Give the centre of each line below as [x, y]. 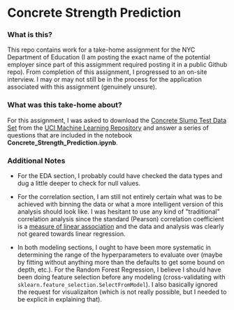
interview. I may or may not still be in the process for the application [105, 80]
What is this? [30, 35]
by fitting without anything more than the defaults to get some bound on [121, 263]
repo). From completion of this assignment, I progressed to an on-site [107, 72]
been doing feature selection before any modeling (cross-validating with [121, 277]
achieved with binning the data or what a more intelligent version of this [120, 205]
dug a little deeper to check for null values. [79, 184]
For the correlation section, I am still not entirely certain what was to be [119, 197]
